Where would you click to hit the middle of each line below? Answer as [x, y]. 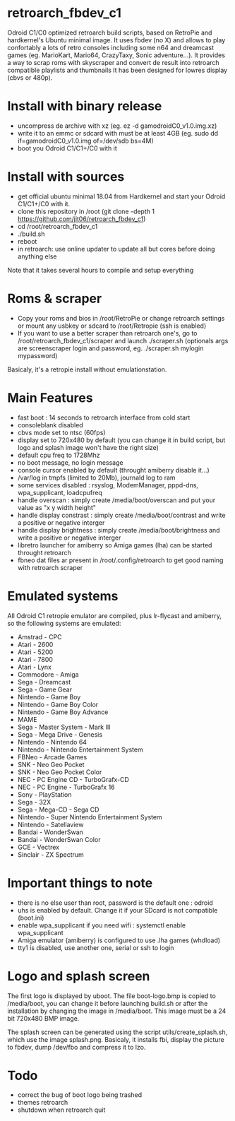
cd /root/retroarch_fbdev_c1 [58, 226]
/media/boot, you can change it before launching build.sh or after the [108, 1003]
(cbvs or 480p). [30, 77]
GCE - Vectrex [38, 847]
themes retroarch [43, 1103]
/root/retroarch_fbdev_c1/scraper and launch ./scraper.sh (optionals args [123, 340]
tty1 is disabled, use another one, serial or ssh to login [96, 947]
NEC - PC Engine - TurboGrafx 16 [66, 787]
